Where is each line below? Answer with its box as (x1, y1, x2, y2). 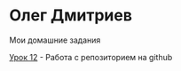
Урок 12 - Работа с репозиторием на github (9, 51, 173, 62)
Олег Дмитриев (9, 5, 133, 26)
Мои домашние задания (9, 35, 101, 45)
